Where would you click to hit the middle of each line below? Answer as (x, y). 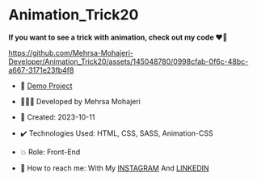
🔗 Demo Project (46, 86)
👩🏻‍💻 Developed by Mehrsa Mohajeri (80, 101)
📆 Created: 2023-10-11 (57, 117)
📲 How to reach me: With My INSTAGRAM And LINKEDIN (114, 168)
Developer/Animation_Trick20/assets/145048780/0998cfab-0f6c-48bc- (128, 61)
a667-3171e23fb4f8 (41, 69)
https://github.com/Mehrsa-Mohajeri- (71, 53)
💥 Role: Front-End (50, 152)
